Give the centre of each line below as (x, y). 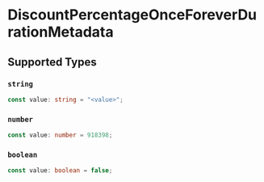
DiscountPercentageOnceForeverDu (132, 15)
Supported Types (52, 62)
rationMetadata (61, 32)
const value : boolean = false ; (60, 171)
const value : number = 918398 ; (60, 135)
